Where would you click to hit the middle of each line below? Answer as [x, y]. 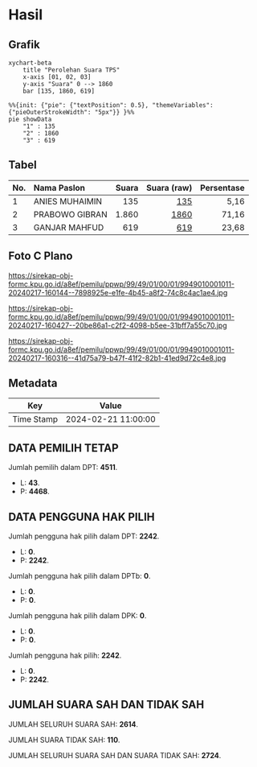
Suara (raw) [169, 188]
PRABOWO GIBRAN [70, 214]
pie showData [30, 119]
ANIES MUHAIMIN [68, 201]
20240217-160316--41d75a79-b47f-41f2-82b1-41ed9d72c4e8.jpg [117, 358]
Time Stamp [35, 419]
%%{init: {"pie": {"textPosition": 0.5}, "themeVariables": [111, 105]
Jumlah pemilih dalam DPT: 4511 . [63, 468]
